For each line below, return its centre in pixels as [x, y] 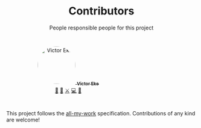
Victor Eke [88, 84]
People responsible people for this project [101, 28]
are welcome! [23, 120]
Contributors [101, 11]
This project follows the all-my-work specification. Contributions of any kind [101, 113]
